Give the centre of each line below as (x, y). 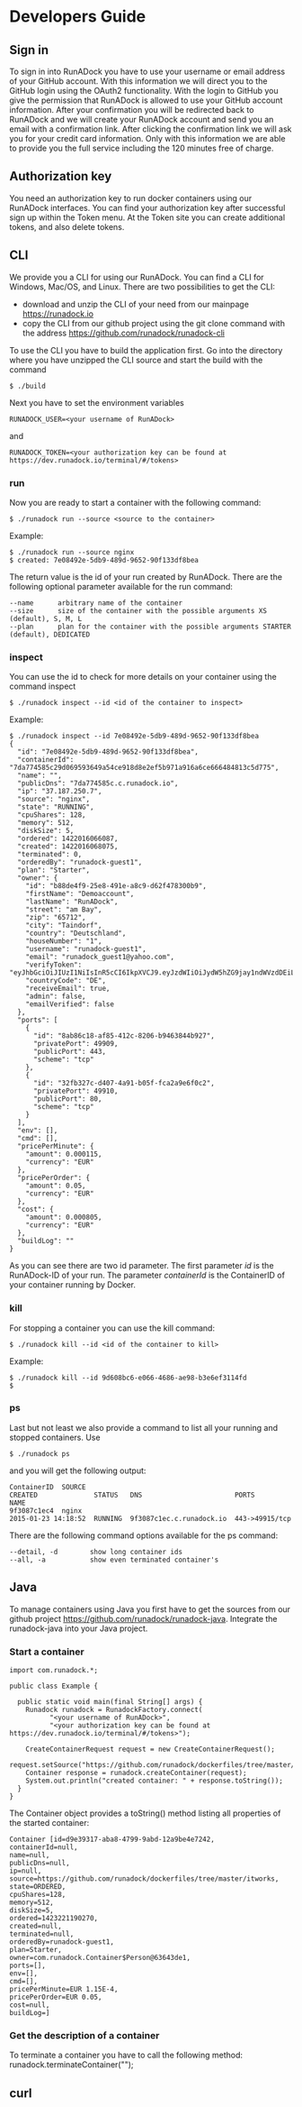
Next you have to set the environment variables (97, 402)
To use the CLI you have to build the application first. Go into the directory (146, 350)
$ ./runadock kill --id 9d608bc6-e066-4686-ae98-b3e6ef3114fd (128, 1378)
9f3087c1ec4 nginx (46, 1511)
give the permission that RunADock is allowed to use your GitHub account (146, 100)
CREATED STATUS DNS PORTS (132, 1495)
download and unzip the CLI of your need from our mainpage (136, 304)
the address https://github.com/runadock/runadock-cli (123, 333)
